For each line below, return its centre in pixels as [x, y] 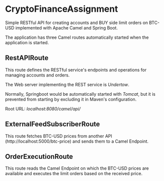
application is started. [27, 42]
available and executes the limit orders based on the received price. [74, 174]
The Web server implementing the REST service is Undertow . [67, 84]
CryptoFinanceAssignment [62, 9]
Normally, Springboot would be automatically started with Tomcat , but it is [80, 94]
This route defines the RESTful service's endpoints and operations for [76, 70]
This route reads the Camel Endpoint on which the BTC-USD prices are [77, 168]
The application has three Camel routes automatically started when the [77, 37]
